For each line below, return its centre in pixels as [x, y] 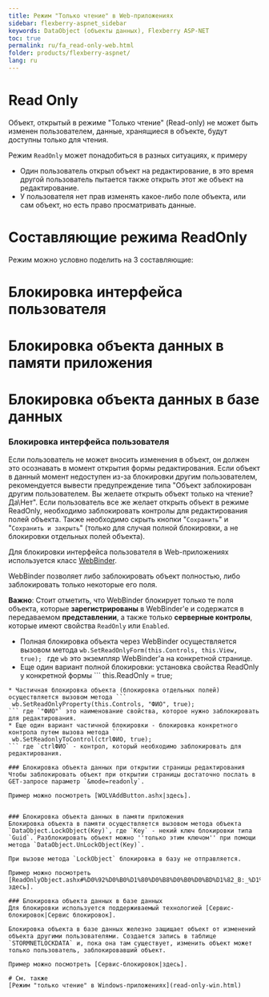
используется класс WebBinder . [63, 560]
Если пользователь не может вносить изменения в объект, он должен [129, 460]
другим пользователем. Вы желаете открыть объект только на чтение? [131, 493]
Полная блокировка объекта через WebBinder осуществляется [128, 641]
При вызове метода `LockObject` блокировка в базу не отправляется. [125, 859]
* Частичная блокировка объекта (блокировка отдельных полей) [114, 690]
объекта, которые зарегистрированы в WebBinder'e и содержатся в [126, 608]
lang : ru [23, 61]
